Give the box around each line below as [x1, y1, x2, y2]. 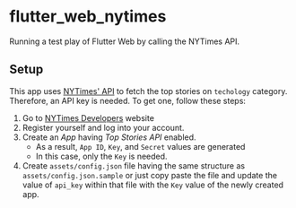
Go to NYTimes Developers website [22, 112, 155, 123]
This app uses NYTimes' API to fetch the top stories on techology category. [9, 85, 288, 96]
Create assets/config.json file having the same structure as [22, 160, 245, 171]
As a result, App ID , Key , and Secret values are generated [35, 141, 246, 152]
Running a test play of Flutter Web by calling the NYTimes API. [9, 36, 240, 47]
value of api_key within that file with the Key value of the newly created [22, 179, 284, 190]
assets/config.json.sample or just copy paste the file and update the [22, 169, 278, 180]
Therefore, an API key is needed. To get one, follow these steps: [9, 95, 247, 106]
